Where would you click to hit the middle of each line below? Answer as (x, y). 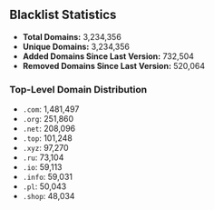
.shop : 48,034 (49, 196)
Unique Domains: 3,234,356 (76, 46)
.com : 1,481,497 (51, 109)
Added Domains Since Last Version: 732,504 (108, 56)
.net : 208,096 (49, 129)
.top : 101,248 (47, 138)
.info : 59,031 (48, 177)
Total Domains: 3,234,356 (72, 36)
